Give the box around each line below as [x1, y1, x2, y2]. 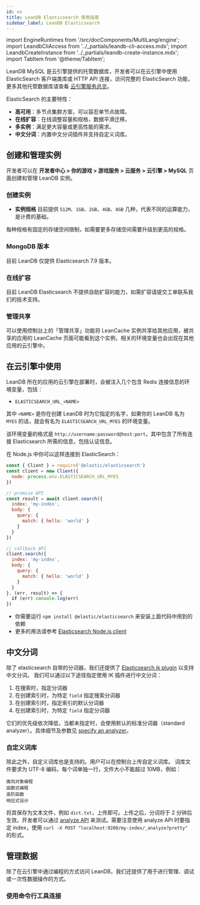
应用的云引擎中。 [6, 342, 48, 349]
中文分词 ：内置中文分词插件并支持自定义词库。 [14, 131, 130, 138]
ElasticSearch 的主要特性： [6, 95, 73, 102]
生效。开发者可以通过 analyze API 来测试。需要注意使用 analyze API [6, 816, 173, 824]
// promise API [6, 490, 44, 496]
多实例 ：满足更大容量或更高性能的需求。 [14, 123, 115, 131]
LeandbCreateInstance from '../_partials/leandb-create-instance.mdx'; [6, 49, 179, 56]
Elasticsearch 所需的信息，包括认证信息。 [13, 438, 115, 445]
